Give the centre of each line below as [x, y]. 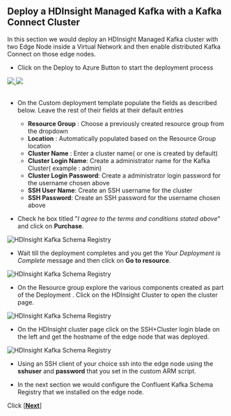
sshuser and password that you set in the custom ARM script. [106, 371]
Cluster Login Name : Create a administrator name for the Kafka [119, 160]
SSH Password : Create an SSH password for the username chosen [124, 197]
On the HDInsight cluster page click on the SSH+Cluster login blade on [119, 329]
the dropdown [48, 131]
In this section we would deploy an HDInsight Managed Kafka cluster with [113, 39]
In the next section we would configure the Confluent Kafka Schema [115, 384]
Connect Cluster [43, 23]
